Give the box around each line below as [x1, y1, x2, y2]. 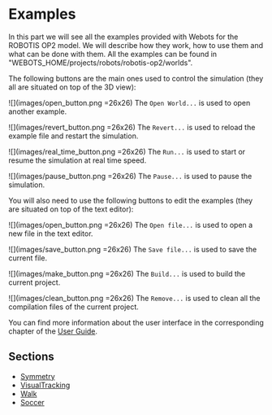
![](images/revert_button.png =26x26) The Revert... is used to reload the [8, 122, 256, 132]
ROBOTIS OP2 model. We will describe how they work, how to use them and [8, 40, 264, 50]
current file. [8, 253, 47, 263]
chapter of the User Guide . [8, 326, 98, 336]
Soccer [19, 397, 45, 407]
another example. [8, 107, 67, 116]
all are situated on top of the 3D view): [8, 82, 136, 92]
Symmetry [19, 371, 55, 381]
